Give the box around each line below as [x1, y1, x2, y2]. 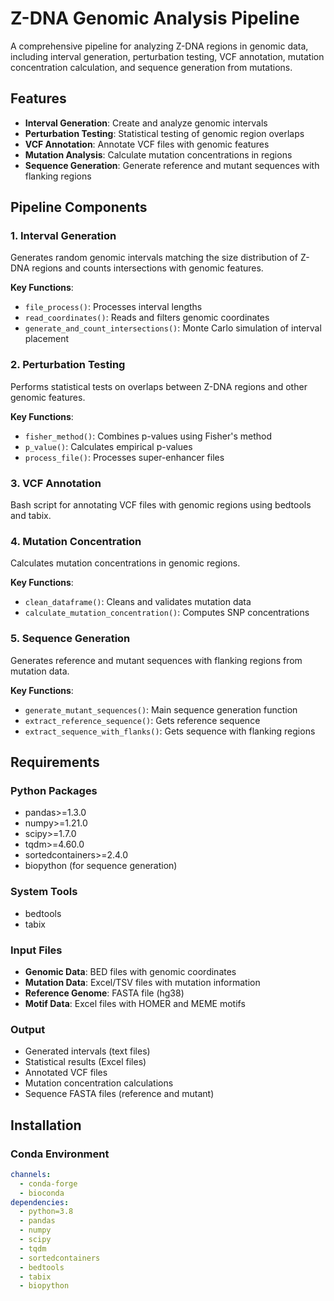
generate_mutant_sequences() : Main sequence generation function [24, 703, 298, 716]
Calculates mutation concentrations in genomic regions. [10, 557, 241, 569]
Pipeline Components [10, 199, 148, 216]
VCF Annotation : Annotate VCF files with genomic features [24, 138, 270, 150]
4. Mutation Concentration [10, 534, 142, 548]
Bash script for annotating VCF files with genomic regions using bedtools [10, 499, 312, 511]
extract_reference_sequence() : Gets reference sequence [24, 714, 261, 726]
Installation [10, 1117, 82, 1134]
